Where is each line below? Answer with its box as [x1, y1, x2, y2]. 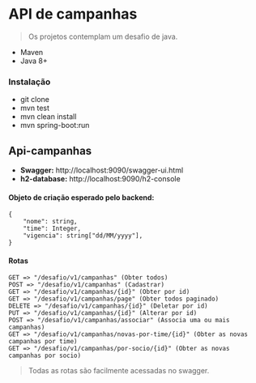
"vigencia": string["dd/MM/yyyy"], [23, 232, 143, 240]
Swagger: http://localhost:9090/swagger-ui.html [19, 165, 184, 175]
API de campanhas [8, 5, 138, 23]
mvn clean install [19, 112, 77, 121]
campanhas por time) [8, 338, 79, 346]
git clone [19, 95, 50, 104]
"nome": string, [23, 218, 79, 226]
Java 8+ [19, 56, 48, 66]
